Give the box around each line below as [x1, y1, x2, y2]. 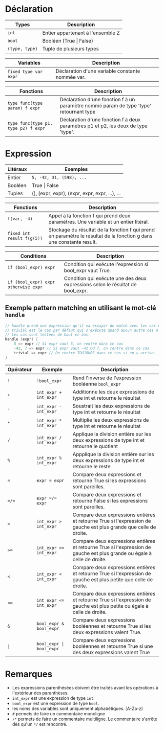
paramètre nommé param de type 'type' [60, 102, 151, 109]
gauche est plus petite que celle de [72, 576, 153, 583]
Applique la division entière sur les [72, 431, 151, 437]
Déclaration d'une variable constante [55, 68, 141, 74]
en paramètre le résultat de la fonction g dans [48, 232, 153, 239]
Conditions [20, 252, 47, 259]
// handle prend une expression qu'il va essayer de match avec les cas [5, 323, 156, 328]
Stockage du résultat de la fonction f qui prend [48, 226, 155, 233]
